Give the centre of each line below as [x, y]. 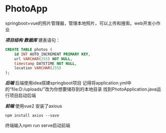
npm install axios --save [32, 115]
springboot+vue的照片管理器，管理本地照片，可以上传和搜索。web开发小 [81, 23]
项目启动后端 [22, 95]
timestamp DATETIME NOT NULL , [46, 63]
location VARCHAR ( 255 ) [38, 68]
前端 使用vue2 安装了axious [34, 106]
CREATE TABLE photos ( [29, 49]
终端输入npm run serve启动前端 [38, 125]
